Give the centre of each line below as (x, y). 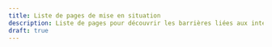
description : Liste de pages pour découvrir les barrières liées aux (128, 23)
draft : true (28, 30)
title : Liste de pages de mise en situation (85, 16)
